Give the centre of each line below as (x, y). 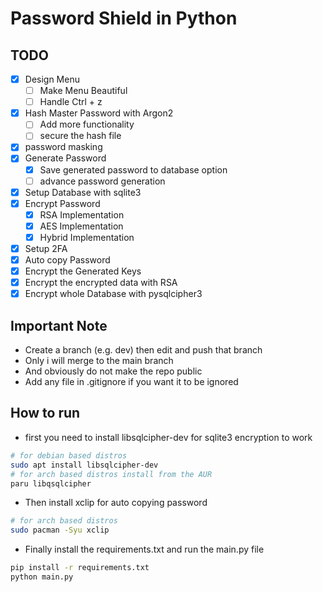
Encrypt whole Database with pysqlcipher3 (113, 294)
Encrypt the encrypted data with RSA (101, 283)
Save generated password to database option (133, 169)
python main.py (42, 577)
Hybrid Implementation (87, 237)
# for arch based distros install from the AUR (111, 474)
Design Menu (52, 79)
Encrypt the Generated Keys (83, 271)
